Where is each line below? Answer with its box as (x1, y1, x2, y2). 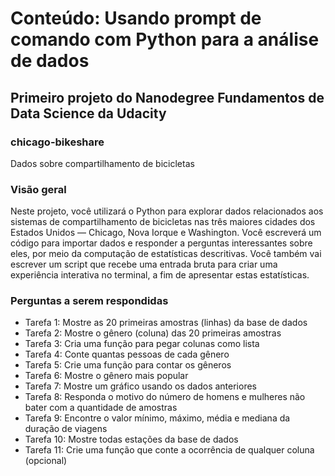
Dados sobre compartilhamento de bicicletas (10, 157, 195, 169)
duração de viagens (24, 423, 108, 435)
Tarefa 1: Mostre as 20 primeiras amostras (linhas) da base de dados (24, 317, 308, 329)
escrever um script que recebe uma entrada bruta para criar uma (10, 258, 278, 271)
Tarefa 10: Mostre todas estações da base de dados (24, 433, 239, 446)
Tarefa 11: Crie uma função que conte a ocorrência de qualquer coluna (24, 444, 315, 456)
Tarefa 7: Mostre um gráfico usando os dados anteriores (24, 380, 257, 392)
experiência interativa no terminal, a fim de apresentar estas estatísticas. (10, 269, 310, 281)
